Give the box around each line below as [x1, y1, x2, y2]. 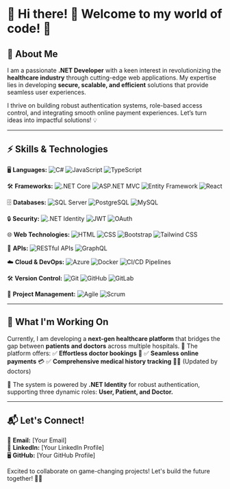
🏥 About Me [7, 48, 58, 60]
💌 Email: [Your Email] [7, 436, 67, 444]
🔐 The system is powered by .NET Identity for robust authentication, [7, 380, 201, 388]
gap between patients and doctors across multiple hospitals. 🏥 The [7, 342, 199, 350]
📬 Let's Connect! [7, 415, 85, 427]
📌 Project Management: [7, 289, 76, 298]
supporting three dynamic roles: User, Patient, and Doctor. [7, 387, 173, 396]
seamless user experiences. [7, 88, 87, 96]
